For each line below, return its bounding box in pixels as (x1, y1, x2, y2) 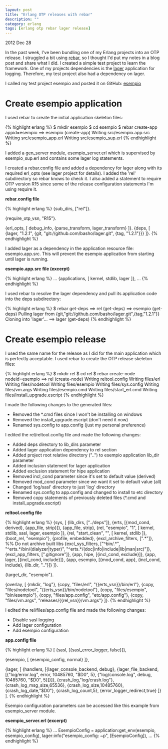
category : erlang (5, 21, 41, 27)
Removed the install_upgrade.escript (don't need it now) (12, 417, 128, 422)
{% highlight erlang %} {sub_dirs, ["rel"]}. (5, 206, 91, 212)
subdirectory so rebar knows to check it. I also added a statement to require (5, 176, 161, 182)
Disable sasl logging (12, 617, 54, 623)
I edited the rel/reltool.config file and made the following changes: (5, 432, 141, 437)
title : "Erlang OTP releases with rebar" (5, 12, 93, 17)
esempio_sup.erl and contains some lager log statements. (5, 155, 124, 161)
